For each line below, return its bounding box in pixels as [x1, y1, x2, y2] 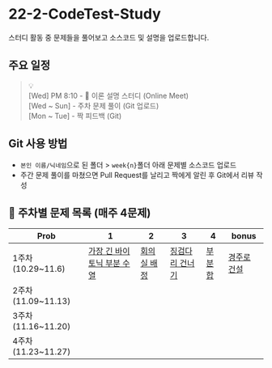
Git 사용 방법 [8, 137, 68, 150]
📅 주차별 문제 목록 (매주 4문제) [8, 205, 151, 219]
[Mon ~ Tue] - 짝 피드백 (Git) [28, 111, 122, 121]
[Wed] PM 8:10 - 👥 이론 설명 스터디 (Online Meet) [28, 91, 189, 100]
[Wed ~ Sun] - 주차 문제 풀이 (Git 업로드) [28, 100, 159, 110]
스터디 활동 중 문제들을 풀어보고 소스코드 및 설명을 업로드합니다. [8, 32, 210, 42]
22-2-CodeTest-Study [8, 5, 162, 23]
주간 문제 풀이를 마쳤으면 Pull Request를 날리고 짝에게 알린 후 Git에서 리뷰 [19, 170, 255, 180]
